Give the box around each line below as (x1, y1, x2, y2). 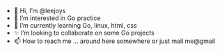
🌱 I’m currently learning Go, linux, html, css (13, 21, 137, 29)
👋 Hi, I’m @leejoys (13, 7, 66, 15)
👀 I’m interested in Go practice (13, 14, 101, 22)
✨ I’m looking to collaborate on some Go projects (13, 28, 154, 37)
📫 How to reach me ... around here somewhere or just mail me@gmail (13, 37, 216, 45)
